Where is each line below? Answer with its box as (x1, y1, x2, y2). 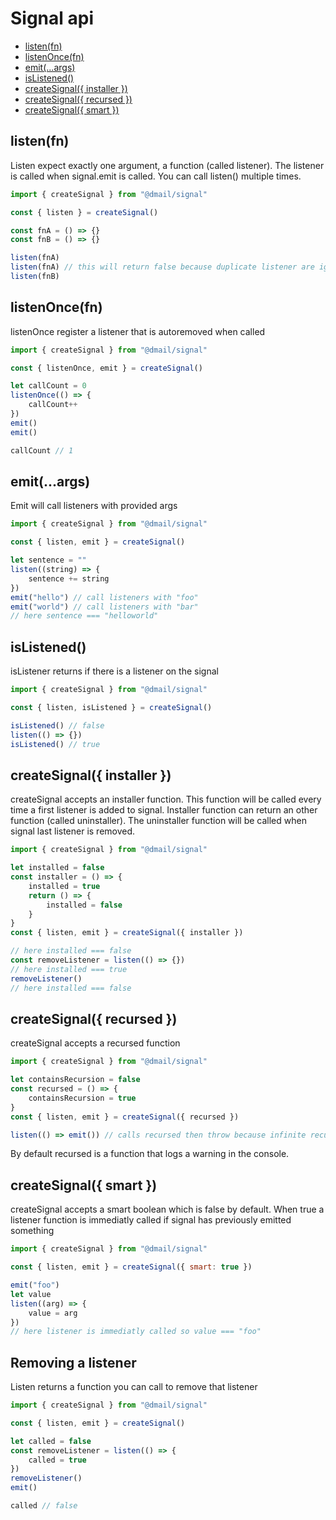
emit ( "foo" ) (10, 1280, 60, 1290)
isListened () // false (10, 720, 105, 731)
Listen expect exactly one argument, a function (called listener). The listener (10, 159, 325, 171)
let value (10, 1289, 52, 1299)
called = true (28, 1455, 87, 1465)
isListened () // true (10, 739, 101, 749)
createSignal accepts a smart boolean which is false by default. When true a (10, 1203, 325, 1216)
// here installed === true (10, 964, 128, 974)
